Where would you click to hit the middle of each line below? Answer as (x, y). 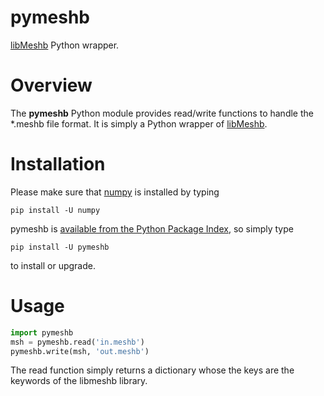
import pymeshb (42, 332)
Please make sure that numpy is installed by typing (115, 192)
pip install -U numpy (55, 210)
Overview (51, 85)
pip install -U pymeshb (60, 247)
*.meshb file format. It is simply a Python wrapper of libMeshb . (139, 123)
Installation (58, 164)
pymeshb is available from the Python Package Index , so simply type (152, 228)
